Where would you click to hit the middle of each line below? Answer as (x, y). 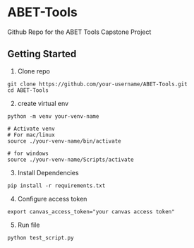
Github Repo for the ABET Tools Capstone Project (79, 32)
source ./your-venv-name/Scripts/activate (71, 160)
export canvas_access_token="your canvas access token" (91, 212)
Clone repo (34, 71)
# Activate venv (31, 129)
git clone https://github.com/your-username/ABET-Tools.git (98, 84)
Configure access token (52, 199)
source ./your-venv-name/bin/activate (64, 141)
